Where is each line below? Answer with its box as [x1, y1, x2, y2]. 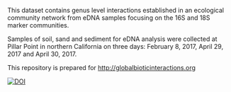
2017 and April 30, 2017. [7, 50, 77, 58]
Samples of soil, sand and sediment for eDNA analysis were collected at [7, 35, 218, 43]
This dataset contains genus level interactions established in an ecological [7, 6, 225, 14]
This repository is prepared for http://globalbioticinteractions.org [7, 64, 196, 71]
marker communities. [7, 21, 69, 29]
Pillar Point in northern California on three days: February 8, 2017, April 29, [7, 42, 224, 50]
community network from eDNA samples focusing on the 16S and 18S [7, 13, 210, 22]
